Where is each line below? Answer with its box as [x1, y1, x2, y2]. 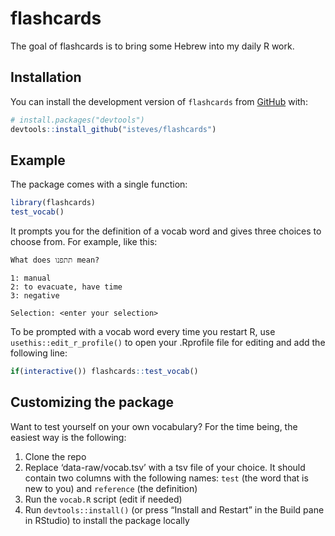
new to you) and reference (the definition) [24, 482, 198, 494]
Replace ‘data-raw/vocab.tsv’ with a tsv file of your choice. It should [24, 461, 306, 473]
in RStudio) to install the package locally [24, 514, 190, 526]
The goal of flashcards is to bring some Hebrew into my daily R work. [10, 40, 295, 52]
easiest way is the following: [10, 431, 127, 443]
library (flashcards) [10, 198, 97, 208]
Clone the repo [24, 450, 87, 462]
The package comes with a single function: [10, 178, 188, 191]
